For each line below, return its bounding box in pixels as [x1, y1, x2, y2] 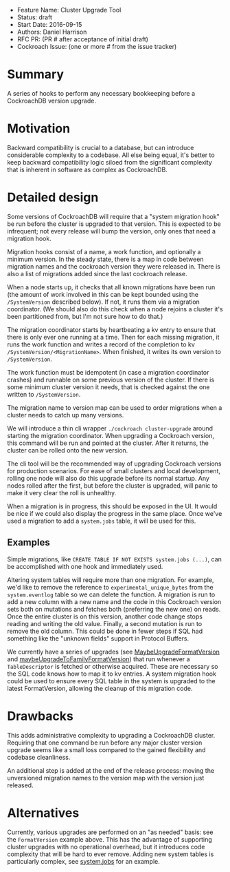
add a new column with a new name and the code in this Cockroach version [7, 597, 222, 605]
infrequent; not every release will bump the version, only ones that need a [7, 227, 216, 235]
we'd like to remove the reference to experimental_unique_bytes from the [7, 583, 214, 591]
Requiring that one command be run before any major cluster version [7, 738, 203, 747]
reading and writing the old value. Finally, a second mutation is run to [7, 619, 203, 627]
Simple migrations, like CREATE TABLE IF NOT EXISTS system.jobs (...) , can [7, 554, 222, 563]
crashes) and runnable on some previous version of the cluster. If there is [7, 375, 215, 384]
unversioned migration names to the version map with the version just [7, 774, 205, 782]
